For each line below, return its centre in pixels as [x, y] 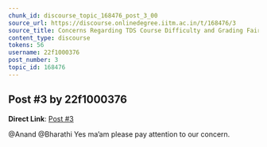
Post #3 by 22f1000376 [68, 100]
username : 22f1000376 [44, 52]
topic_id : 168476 [37, 68]
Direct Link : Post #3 [41, 118]
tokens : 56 [26, 45]
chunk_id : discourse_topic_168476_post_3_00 [83, 15]
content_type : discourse [49, 38]
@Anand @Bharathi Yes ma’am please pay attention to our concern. [119, 134]
